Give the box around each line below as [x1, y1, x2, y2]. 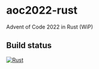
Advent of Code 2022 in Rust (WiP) [6, 23, 94, 30]
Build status [6, 40, 52, 51]
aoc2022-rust [6, 4, 78, 17]
